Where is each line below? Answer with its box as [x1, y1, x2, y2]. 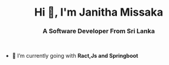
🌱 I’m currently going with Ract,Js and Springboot [12, 52, 138, 60]
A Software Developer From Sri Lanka [42, 27, 155, 36]
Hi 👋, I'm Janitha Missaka [34, 5, 164, 19]
